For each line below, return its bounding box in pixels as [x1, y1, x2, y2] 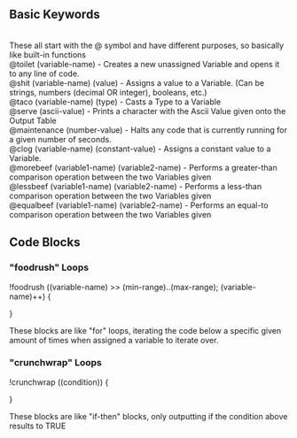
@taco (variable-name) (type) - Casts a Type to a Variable [9, 96, 222, 107]
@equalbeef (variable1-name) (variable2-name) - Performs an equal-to [9, 199, 269, 211]
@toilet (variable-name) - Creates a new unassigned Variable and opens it [9, 58, 280, 69]
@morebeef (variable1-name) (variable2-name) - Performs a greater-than [9, 162, 277, 173]
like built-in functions [9, 49, 87, 60]
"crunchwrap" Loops [9, 357, 102, 369]
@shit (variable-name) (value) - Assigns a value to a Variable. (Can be [9, 77, 264, 88]
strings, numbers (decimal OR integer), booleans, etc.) [9, 87, 207, 97]
